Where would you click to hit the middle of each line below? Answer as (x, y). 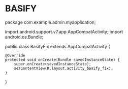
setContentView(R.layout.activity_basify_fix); (64, 68)
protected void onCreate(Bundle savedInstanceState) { (63, 59)
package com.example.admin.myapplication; (50, 22)
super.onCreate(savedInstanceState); (53, 64)
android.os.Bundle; (24, 37)
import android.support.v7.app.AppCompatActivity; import (64, 31)
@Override (15, 55)
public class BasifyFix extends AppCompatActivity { (58, 46)
